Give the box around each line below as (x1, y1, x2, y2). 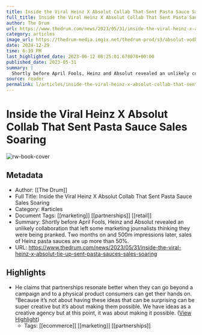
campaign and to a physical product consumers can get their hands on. (14, 290, 192, 297)
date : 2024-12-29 (6, 43, 50, 49)
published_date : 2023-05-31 (6, 59, 77, 65)
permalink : (6, 82, 34, 88)
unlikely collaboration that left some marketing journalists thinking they (14, 224, 191, 232)
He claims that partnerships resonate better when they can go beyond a (14, 283, 194, 290)
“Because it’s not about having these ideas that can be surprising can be (14, 296, 195, 304)
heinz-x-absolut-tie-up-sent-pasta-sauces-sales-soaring (14, 250, 158, 257)
